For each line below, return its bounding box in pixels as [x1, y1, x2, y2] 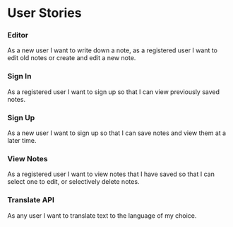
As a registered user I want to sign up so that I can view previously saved [7, 87, 220, 96]
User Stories [7, 5, 82, 21]
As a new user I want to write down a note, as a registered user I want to [7, 46, 217, 54]
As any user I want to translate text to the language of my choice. [7, 211, 197, 220]
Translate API [7, 195, 55, 205]
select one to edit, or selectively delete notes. [7, 177, 140, 186]
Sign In [7, 71, 32, 81]
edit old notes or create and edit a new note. [7, 54, 136, 62]
